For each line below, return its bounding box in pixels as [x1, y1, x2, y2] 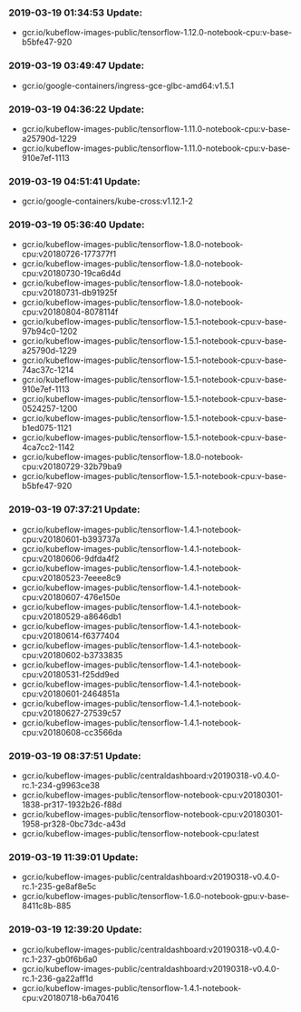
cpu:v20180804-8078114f [21, 306, 119, 317]
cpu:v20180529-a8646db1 [21, 611, 121, 622]
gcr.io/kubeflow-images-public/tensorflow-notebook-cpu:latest [21, 828, 259, 839]
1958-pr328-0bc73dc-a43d [21, 818, 126, 829]
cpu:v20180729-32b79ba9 [21, 461, 122, 472]
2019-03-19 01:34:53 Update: [8, 6, 142, 19]
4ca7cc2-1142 [21, 442, 74, 453]
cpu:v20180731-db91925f [21, 287, 118, 298]
